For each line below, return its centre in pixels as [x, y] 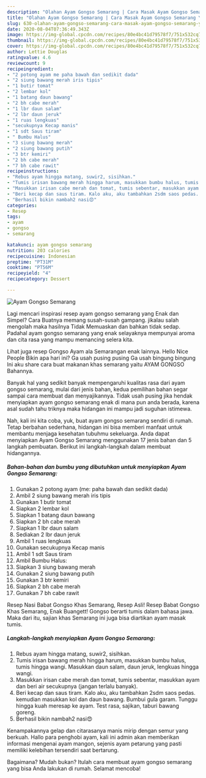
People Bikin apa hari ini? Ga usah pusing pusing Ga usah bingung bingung [101, 358]
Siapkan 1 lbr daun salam [47, 528]
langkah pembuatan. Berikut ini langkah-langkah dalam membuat [89, 446]
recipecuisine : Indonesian [41, 256]
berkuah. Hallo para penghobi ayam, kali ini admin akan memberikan [93, 737]
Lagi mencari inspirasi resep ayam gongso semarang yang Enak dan [93, 313]
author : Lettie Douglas [37, 52]
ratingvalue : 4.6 [29, 57]
